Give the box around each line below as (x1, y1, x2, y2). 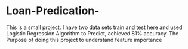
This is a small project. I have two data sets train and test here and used (6, 24, 183, 31)
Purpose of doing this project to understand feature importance (6, 36, 162, 43)
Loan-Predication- (6, 4, 100, 18)
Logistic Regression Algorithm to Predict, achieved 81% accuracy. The (6, 30, 179, 37)
